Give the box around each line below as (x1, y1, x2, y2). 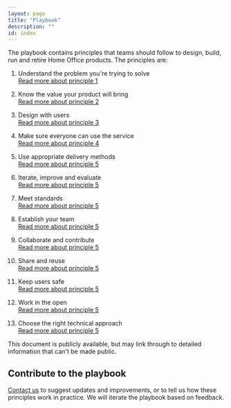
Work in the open (17, 298, 68, 307)
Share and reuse (17, 257, 65, 265)
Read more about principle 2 (17, 98, 100, 106)
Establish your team (17, 215, 75, 223)
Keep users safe (17, 278, 65, 286)
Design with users (17, 111, 70, 119)
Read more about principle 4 (17, 139, 100, 148)
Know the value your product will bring (17, 90, 129, 99)
